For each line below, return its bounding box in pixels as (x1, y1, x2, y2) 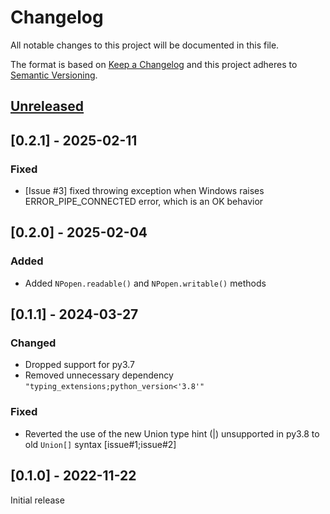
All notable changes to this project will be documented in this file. (10, 39, 280, 51)
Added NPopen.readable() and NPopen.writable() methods (24, 277, 267, 289)
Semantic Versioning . (10, 69, 98, 81)
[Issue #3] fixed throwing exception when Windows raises (24, 185, 265, 197)
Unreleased (10, 98, 85, 115)
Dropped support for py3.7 (24, 359, 135, 371)
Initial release (10, 494, 65, 506)
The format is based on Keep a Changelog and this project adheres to (10, 58, 298, 70)
